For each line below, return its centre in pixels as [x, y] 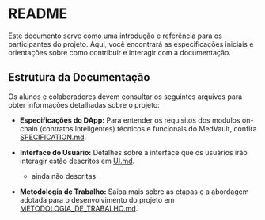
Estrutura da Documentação [79, 77]
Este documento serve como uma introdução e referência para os [115, 36]
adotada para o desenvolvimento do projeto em [97, 199]
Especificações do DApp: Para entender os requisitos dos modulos [130, 120]
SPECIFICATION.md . [53, 137]
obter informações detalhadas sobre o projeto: [84, 104]
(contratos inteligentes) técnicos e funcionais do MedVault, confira [148, 128]
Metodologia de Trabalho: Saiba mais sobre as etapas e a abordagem [134, 192]
